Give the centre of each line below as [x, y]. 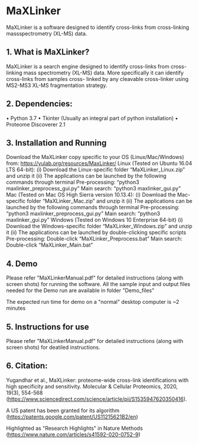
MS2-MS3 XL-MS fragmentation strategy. [57, 85]
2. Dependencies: [39, 104]
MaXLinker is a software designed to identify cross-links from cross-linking [98, 27]
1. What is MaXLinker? [48, 52]
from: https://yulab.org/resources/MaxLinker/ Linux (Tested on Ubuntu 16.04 [99, 163]
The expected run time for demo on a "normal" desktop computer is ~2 [93, 302]
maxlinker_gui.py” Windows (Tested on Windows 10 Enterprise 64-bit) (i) [95, 220]
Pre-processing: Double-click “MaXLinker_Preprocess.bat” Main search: [94, 239]
